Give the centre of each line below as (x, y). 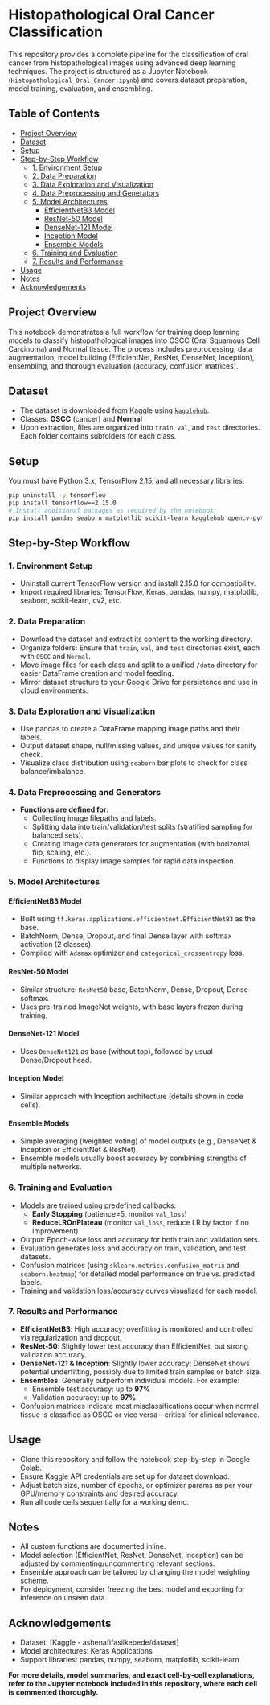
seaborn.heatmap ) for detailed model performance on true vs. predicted (137, 1274)
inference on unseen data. (63, 1598)
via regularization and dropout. (71, 1337)
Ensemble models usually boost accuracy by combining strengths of (133, 1158)
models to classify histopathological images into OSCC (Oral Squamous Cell (134, 340)
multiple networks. (51, 1167)
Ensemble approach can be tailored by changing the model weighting (135, 1572)
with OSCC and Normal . (55, 656)
